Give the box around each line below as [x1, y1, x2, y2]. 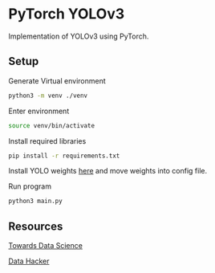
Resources [8, 219, 63, 233]
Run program [8, 181, 52, 191]
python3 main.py [8, 198, 63, 206]
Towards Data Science [8, 241, 83, 251]
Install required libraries [8, 136, 87, 145]
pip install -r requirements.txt [8, 152, 120, 160]
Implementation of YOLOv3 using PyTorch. [8, 31, 149, 41]
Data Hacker [8, 256, 50, 266]
